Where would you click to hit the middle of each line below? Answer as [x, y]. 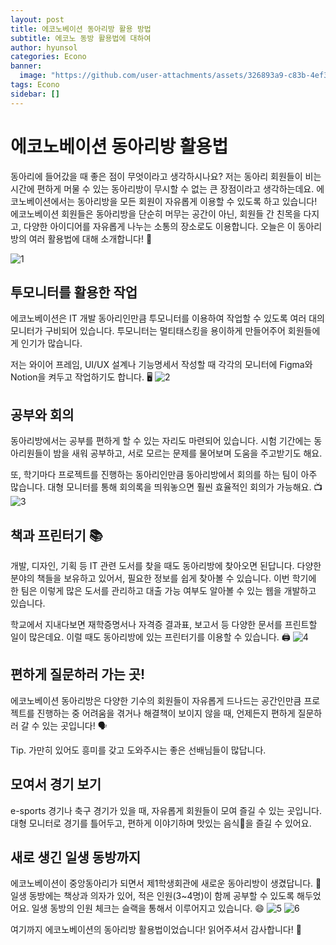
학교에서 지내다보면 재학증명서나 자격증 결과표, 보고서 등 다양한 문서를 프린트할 [164, 624]
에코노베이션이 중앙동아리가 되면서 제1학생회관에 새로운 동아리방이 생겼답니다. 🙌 [166, 883]
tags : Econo [35, 85]
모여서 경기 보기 [56, 784]
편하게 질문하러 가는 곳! [78, 674]
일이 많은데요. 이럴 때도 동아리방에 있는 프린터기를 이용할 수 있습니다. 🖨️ [150, 637]
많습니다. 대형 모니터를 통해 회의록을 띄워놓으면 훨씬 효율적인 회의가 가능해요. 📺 [166, 487]
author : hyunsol [44, 47]
